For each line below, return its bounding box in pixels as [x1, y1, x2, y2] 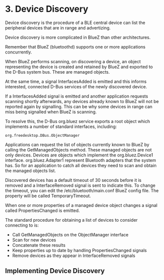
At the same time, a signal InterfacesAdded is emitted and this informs [5, 78, 147, 84]
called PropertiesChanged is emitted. [5, 207, 80, 213]
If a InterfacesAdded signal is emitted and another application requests [5, 93, 148, 99]
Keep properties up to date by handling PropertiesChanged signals [12, 247, 147, 253]
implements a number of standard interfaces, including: [5, 124, 117, 129]
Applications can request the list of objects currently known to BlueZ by [5, 141, 149, 148]
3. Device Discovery [5, 3, 89, 15]
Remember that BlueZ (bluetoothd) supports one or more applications [5, 44, 146, 50]
